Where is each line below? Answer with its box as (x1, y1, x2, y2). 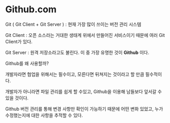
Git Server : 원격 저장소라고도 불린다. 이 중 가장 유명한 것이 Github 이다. (5, 49, 150, 55)
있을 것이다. (5, 95, 29, 101)
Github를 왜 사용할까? (5, 60, 49, 66)
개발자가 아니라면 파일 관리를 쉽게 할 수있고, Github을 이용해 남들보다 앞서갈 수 (5, 88, 162, 94)
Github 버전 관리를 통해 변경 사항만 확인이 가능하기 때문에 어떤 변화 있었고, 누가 (5, 106, 163, 112)
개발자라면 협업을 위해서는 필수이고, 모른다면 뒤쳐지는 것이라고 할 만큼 (5, 71, 144, 77)
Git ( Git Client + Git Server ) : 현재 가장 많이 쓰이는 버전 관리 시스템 (5, 21, 141, 27)
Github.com (5, 4, 57, 15)
